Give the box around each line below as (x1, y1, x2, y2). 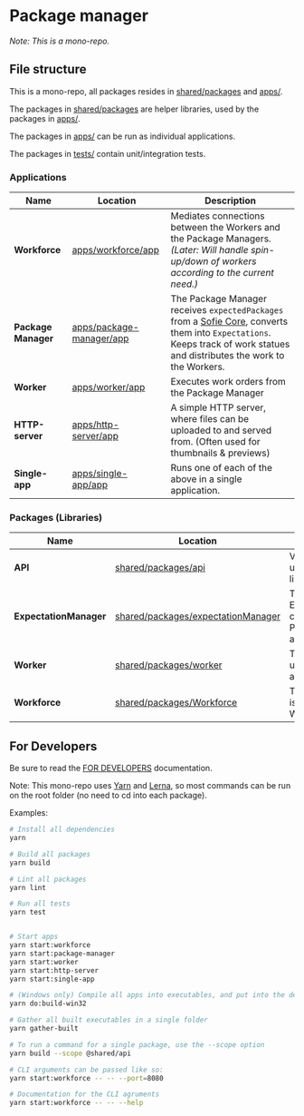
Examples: (9, 808, 48, 818)
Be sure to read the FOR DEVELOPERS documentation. (9, 763, 213, 774)
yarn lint (9, 883, 47, 892)
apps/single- (71, 467, 128, 480)
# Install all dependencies (9, 825, 116, 835)
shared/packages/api (114, 562, 206, 574)
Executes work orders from (170, 376, 287, 388)
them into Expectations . (170, 327, 271, 339)
